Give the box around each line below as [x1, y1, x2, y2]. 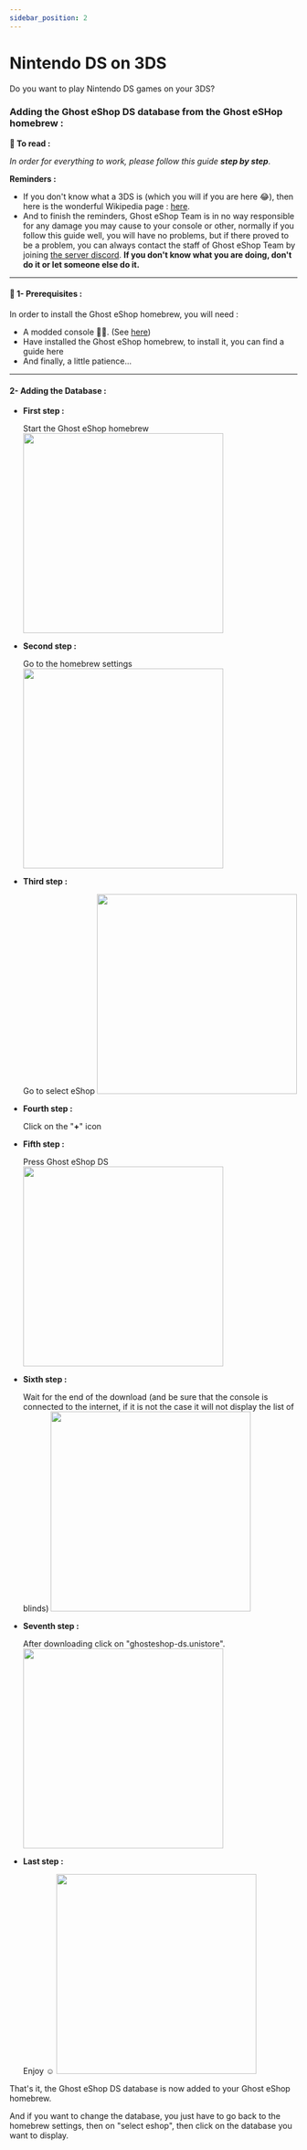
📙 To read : [9, 138, 51, 149]
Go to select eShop [22, 1086, 96, 1096]
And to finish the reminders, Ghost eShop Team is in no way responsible [22, 210, 295, 221]
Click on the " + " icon [22, 1121, 102, 1132]
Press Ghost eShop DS [22, 1157, 110, 1168]
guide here [22, 346, 64, 357]
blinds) [22, 1603, 49, 1614]
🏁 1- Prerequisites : [9, 289, 83, 300]
